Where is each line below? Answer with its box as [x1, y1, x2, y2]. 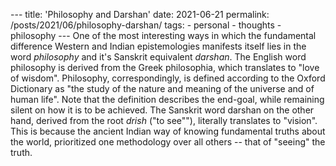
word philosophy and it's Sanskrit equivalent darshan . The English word [10, 51, 307, 63]
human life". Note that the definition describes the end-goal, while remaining [10, 94, 325, 105]
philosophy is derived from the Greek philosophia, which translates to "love [10, 62, 320, 73]
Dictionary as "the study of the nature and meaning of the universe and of [10, 83, 315, 94]
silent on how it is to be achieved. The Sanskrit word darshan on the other [10, 104, 315, 116]
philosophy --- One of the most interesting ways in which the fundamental [10, 30, 317, 41]
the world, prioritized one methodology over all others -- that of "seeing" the [10, 136, 326, 148]
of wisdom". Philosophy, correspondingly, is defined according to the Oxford [10, 72, 326, 84]
